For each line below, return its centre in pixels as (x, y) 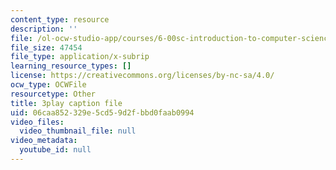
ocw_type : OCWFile (48, 85)
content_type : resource (60, 19)
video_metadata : (44, 141)
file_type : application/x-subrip (80, 57)
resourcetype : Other (53, 94)
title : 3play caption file (66, 103)
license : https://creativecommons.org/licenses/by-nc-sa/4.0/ (142, 76)
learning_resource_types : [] (71, 66)
